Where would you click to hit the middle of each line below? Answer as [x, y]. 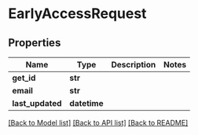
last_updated [37, 103]
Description [134, 65]
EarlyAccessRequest [77, 14]
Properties [35, 43]
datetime [86, 103]
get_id [24, 78]
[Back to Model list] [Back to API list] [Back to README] [98, 123]
